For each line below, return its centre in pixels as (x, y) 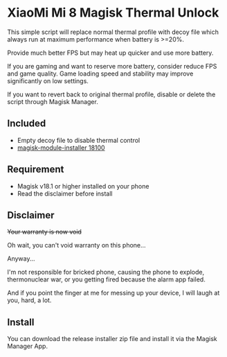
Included (27, 124)
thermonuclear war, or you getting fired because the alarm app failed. (106, 279)
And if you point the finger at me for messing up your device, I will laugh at (113, 293)
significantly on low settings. (48, 80)
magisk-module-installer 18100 (61, 148)
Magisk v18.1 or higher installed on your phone (83, 186)
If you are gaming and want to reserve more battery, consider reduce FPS (112, 66)
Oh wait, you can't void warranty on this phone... (77, 245)
